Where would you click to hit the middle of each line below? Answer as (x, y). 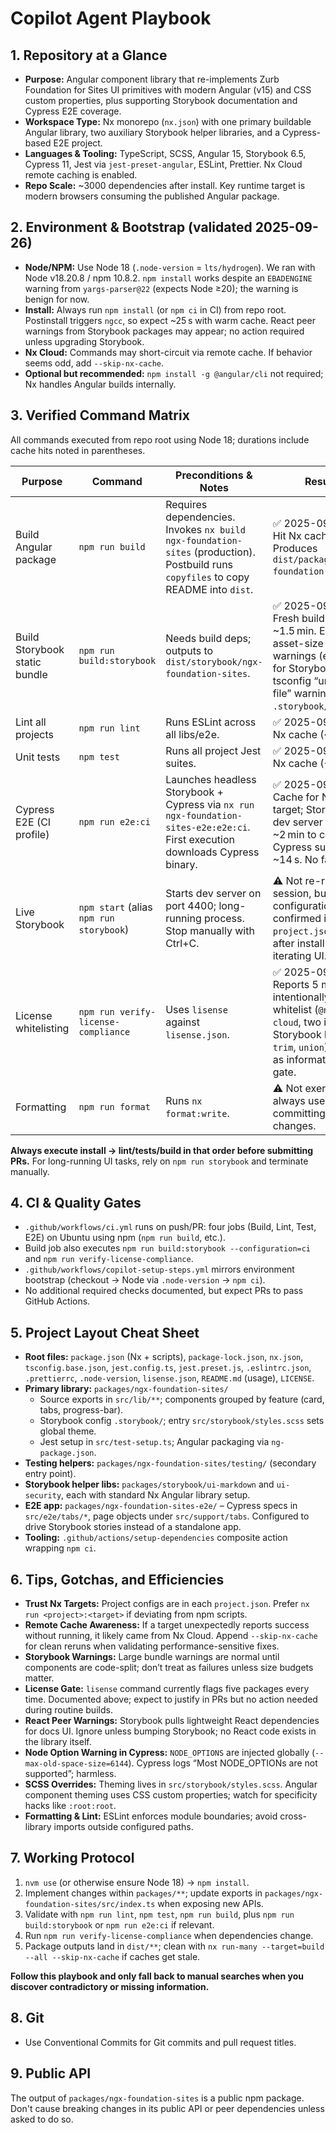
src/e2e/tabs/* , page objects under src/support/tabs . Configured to (167, 1516)
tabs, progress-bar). (81, 1410)
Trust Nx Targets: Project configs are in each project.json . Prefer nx (167, 1604)
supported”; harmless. (70, 1774)
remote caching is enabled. (81, 175)
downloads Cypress (212, 852)
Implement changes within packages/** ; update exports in (143, 1893)
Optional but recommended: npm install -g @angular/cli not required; (174, 373)
